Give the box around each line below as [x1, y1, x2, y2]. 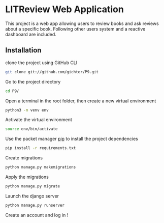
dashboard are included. [5, 31, 57, 37]
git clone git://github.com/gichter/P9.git [5, 69, 99, 74]
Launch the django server [5, 192, 59, 199]
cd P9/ [5, 88, 19, 94]
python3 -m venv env [5, 107, 49, 113]
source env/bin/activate [5, 126, 58, 132]
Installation [5, 46, 42, 54]
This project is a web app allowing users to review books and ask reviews [5, 20, 159, 26]
